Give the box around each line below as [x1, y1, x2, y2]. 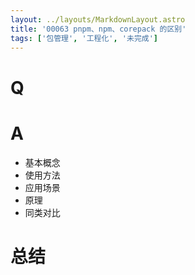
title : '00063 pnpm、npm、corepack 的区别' [10, 24, 187, 34]
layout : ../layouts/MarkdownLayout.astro [10, 14, 186, 25]
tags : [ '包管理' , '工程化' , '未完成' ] [10, 33, 159, 43]
